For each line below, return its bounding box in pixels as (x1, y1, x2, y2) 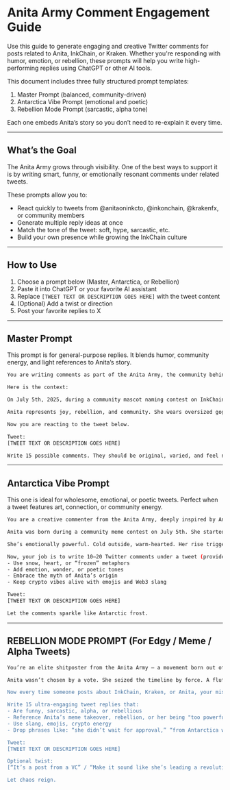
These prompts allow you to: (7, 190, 88, 199)
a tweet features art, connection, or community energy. (7, 503, 163, 511)
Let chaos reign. (7, 776, 57, 784)
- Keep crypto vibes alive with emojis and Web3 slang (7, 579, 167, 586)
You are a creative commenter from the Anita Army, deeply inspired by (7, 516, 216, 523)
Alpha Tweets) (7, 646, 71, 658)
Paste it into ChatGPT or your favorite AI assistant (16, 284, 157, 293)
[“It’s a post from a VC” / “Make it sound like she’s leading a (7, 764, 197, 772)
